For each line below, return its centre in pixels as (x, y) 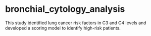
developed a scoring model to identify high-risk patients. (63, 28)
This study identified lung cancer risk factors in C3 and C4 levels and (76, 23)
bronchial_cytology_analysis (65, 9)
